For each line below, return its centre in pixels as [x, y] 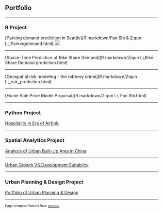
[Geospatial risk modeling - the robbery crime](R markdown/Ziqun [71, 76]
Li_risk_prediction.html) [28, 82]
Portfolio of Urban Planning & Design [42, 192]
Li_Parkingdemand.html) [29, 44]
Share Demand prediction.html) [36, 63]
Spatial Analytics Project [35, 140]
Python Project [23, 113]
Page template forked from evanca [32, 206]
